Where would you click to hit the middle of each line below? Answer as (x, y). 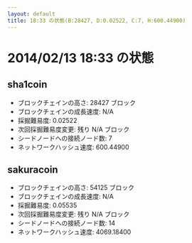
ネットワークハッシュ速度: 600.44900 (73, 147)
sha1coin (27, 85)
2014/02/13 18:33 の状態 (81, 58)
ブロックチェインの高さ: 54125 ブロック (76, 188)
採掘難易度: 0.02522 (47, 120)
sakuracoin (33, 169)
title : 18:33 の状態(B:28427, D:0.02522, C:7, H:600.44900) (97, 21)
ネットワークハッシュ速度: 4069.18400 (74, 232)
